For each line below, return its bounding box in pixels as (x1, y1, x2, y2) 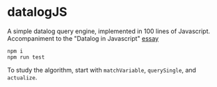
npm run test (7, 53, 45, 61)
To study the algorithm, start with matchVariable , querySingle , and (7, 66, 197, 74)
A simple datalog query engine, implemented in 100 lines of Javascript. (7, 27, 211, 35)
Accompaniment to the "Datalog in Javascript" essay (7, 34, 159, 42)
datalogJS (7, 4, 67, 20)
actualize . (7, 73, 38, 81)
